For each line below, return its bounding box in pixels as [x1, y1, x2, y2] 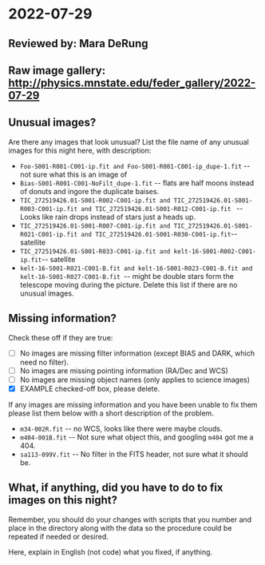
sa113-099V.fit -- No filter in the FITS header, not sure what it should [19, 449, 249, 459]
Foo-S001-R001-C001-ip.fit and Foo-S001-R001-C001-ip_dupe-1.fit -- [19, 161, 251, 170]
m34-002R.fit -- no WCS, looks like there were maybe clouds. [19, 424, 223, 433]
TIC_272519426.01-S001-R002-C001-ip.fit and [19, 197, 171, 205]
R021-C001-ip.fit [19, 230, 78, 238]
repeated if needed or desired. [8, 531, 109, 541]
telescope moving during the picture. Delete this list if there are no [19, 280, 238, 289]
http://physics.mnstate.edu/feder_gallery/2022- [8, 76, 256, 90]
